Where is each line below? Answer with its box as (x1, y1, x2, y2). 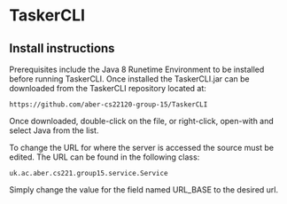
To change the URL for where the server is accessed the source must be (9, 143, 275, 153)
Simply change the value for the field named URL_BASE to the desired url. (9, 184, 279, 195)
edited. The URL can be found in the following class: (9, 152, 200, 162)
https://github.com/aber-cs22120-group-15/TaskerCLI (9, 100, 208, 109)
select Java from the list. (9, 125, 99, 136)
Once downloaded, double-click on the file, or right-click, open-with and (9, 116, 275, 126)
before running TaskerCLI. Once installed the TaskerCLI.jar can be (9, 74, 250, 84)
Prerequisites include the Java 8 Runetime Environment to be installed (9, 64, 265, 75)
